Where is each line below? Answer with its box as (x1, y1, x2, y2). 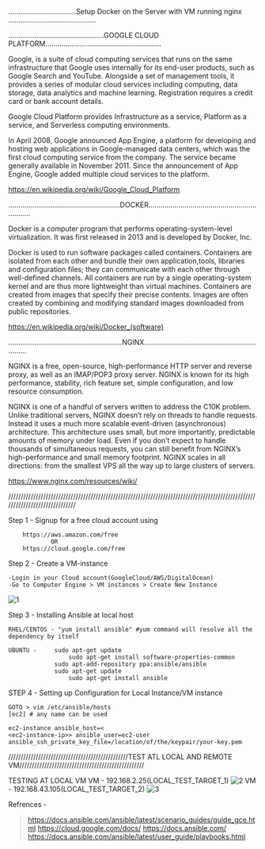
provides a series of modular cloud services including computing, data (8, 79, 238, 89)
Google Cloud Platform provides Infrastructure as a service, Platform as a (8, 112, 248, 121)
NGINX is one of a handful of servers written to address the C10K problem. (8, 402, 252, 411)
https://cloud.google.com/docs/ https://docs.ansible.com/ (37, 824, 227, 832)
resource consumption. (8, 386, 85, 396)
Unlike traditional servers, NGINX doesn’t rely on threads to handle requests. (8, 410, 258, 420)
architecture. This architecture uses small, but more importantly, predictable (8, 428, 256, 436)
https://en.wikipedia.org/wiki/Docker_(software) (8, 322, 165, 332)
